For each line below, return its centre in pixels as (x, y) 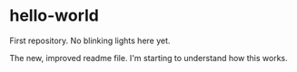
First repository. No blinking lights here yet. (90, 40)
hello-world (54, 16)
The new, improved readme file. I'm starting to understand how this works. (148, 58)
